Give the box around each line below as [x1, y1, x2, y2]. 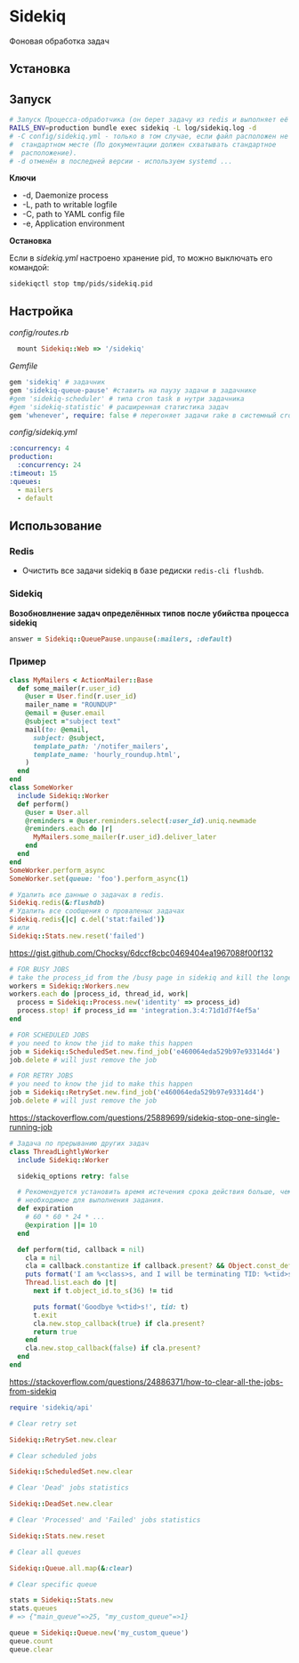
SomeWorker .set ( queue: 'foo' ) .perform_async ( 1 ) [9, 874, 190, 883]
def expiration [17, 1204, 74, 1214]
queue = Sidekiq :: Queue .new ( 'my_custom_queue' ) [9, 1628, 190, 1638]
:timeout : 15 [9, 469, 58, 478]
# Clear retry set [9, 1419, 77, 1428]
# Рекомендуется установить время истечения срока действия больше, [17, 1188, 277, 1197]
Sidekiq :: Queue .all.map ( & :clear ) [9, 1563, 133, 1572]
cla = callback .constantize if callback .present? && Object [25, 1262, 253, 1271]
